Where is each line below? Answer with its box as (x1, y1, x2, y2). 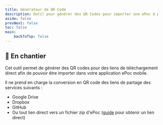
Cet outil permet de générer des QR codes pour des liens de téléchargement (5, 65, 158, 71)
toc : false (5, 25, 27, 30)
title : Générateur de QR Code (5, 7, 66, 12)
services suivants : (5, 84, 43, 90)
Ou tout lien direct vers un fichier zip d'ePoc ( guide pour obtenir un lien (12, 109, 154, 115)
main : (5, 30, 16, 34)
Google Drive (12, 94, 39, 100)
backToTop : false (14, 34, 49, 39)
